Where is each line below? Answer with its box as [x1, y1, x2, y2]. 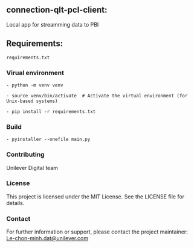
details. [6, 199, 25, 206]
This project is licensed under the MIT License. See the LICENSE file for [6, 193, 185, 200]
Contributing [6, 151, 45, 159]
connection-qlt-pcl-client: [6, 5, 108, 15]
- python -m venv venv [6, 82, 63, 88]
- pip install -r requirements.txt [6, 108, 96, 114]
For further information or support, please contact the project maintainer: [6, 228, 189, 235]
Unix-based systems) [6, 98, 59, 104]
